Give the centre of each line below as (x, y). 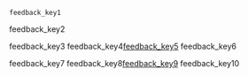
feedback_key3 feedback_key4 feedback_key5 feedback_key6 (123, 46)
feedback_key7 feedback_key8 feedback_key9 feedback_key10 (124, 63)
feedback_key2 (37, 29)
